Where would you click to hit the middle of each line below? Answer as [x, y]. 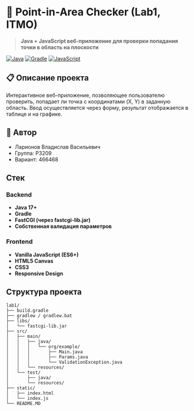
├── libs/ [18, 321]
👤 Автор [22, 133]
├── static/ [21, 388]
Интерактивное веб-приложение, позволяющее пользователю [86, 95]
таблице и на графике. [34, 114]
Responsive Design [39, 273]
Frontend [19, 242]
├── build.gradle [27, 311]
